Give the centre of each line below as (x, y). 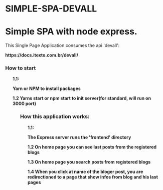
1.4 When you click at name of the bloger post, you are (85, 171)
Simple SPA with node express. (71, 32)
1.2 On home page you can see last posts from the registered (92, 147)
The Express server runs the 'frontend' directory (79, 137)
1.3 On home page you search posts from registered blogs (89, 162)
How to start (21, 68)
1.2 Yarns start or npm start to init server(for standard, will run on (82, 98)
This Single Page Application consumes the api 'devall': (62, 45)
